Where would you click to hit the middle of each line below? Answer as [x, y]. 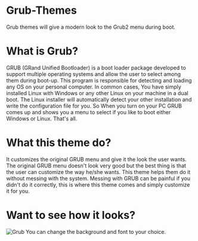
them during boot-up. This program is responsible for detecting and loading [99, 80]
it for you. [18, 191]
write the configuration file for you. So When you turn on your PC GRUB [94, 106]
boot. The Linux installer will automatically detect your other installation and [99, 99]
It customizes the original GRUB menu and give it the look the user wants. [96, 159]
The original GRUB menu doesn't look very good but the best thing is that [96, 166]
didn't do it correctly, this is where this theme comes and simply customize [98, 184]
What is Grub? [42, 51]
